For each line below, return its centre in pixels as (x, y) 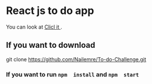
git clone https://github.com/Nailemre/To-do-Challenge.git (76, 59)
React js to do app (50, 11)
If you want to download (51, 45)
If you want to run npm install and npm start (73, 74)
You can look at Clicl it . (34, 27)
